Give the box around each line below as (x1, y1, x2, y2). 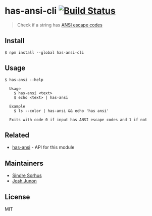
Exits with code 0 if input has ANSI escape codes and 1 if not (9, 117, 147, 122)
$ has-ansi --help (5, 77, 43, 82)
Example (9, 104, 26, 109)
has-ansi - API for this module (12, 145, 75, 151)
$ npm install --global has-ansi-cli (5, 50, 84, 55)
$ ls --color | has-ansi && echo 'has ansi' (14, 108, 109, 114)
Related (5, 131, 30, 139)
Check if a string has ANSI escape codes (17, 22, 103, 28)
